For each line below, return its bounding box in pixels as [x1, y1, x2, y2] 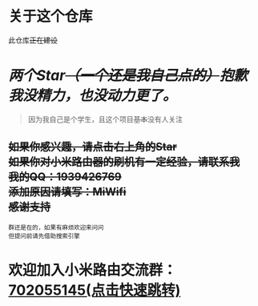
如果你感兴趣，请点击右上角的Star [8, 140, 178, 154]
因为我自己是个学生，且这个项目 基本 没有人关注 [27, 114, 183, 124]
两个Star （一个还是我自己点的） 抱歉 [8, 66, 248, 85]
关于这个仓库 [8, 7, 94, 26]
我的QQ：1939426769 [8, 170, 122, 184]
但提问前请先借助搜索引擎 [8, 232, 80, 240]
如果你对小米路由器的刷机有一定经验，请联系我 [8, 155, 240, 169]
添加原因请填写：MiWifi [8, 185, 127, 199]
